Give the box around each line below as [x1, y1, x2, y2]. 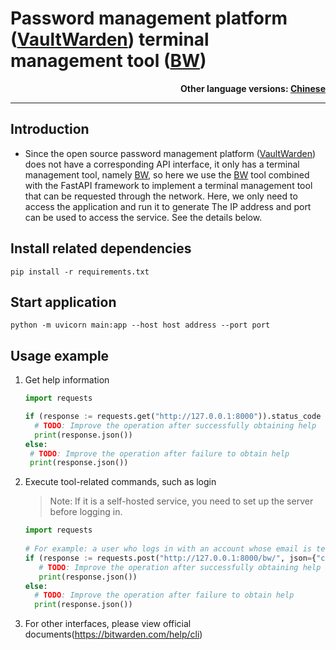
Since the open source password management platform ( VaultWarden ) [24, 147, 317, 159]
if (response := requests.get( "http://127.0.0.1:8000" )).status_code [24, 412, 322, 422]
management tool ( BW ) [10, 50, 207, 72]
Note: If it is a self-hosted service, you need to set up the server [49, 495, 314, 507]
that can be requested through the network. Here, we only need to [24, 190, 298, 202]
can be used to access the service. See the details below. [24, 211, 263, 223]
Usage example [10, 347, 110, 364]
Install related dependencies [10, 240, 192, 257]
